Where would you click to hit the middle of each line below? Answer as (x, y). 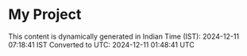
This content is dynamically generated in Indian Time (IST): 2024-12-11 (124, 36)
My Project (45, 15)
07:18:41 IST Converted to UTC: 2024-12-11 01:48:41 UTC (101, 44)
